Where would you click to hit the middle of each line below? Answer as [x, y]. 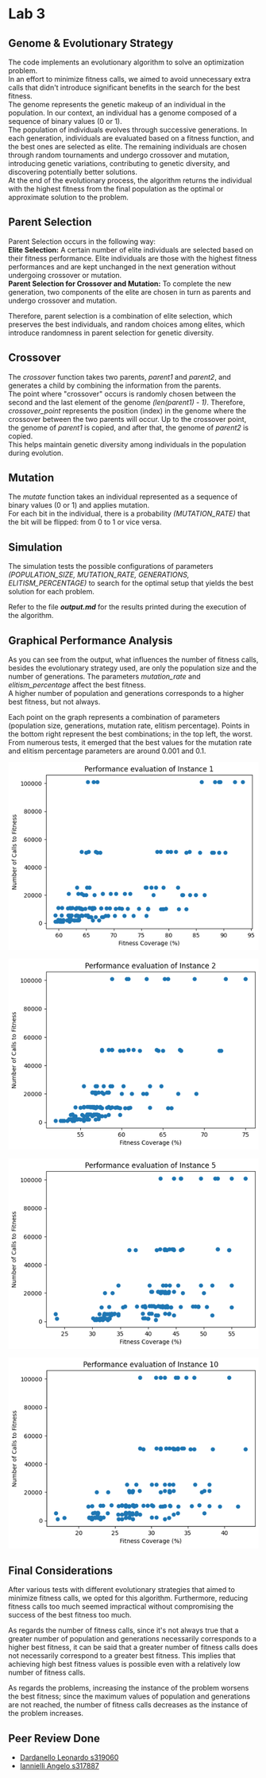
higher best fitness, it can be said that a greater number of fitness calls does [133, 1647]
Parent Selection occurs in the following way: [82, 241]
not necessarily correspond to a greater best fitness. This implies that [122, 1656]
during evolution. [36, 453]
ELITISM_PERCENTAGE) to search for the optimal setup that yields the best [131, 583]
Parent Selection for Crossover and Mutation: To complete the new [120, 284]
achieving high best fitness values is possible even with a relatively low [124, 1664]
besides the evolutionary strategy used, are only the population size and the [132, 668]
